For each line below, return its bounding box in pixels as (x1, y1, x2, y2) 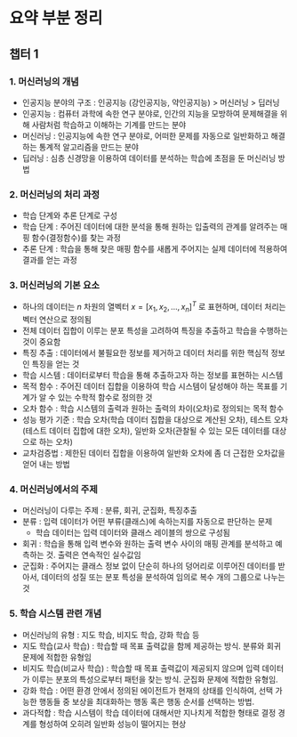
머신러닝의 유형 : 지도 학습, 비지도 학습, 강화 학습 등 (21, 629, 200, 640)
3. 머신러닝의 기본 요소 (9, 279, 100, 292)
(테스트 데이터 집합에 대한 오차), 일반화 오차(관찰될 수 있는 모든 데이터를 (21, 425, 270, 436)
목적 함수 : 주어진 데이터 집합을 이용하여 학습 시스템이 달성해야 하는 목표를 (21, 380, 278, 392)
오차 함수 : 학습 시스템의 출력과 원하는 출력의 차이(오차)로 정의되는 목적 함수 (21, 402, 285, 414)
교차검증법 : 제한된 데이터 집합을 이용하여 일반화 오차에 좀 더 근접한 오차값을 (21, 447, 286, 458)
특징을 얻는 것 (31, 358, 80, 369)
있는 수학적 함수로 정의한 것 (57, 392, 153, 402)
